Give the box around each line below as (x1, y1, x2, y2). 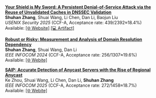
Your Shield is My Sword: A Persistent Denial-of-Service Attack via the (5, 4, 151, 10)
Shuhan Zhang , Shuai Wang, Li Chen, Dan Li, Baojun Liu (5, 15, 118, 20)
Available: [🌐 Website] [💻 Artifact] (5, 25, 75, 31)
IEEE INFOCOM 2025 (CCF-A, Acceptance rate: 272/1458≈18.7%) (5, 82, 137, 88)
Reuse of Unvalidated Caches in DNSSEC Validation (5, 9, 112, 15)
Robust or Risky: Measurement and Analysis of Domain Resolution (5, 37, 142, 42)
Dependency (5, 41, 32, 47)
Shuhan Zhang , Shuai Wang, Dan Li (5, 47, 77, 53)
